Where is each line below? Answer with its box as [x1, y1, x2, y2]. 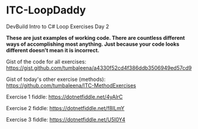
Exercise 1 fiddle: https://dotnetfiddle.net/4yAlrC [6, 93, 123, 100]
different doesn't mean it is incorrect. [6, 46, 100, 53]
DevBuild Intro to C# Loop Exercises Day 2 [6, 23, 109, 30]
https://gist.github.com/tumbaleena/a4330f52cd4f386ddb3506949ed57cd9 [6, 64, 192, 71]
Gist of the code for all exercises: [6, 58, 87, 65]
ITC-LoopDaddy [6, 4, 87, 17]
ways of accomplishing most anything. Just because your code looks [6, 40, 180, 47]
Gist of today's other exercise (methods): [6, 76, 106, 83]
